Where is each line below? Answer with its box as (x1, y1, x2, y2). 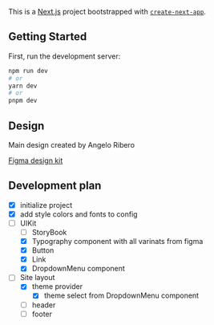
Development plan (8, 179, 102, 193)
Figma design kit (8, 156, 63, 165)
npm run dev (8, 67, 48, 75)
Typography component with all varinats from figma (31, 237, 204, 246)
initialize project (19, 200, 73, 209)
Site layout (19, 273, 55, 282)
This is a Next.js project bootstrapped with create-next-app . (8, 7, 207, 16)
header (31, 300, 56, 310)
